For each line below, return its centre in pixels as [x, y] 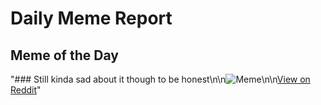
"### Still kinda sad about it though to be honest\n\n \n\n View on [160, 79]
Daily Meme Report [91, 18]
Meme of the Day [64, 55]
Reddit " [26, 90]
